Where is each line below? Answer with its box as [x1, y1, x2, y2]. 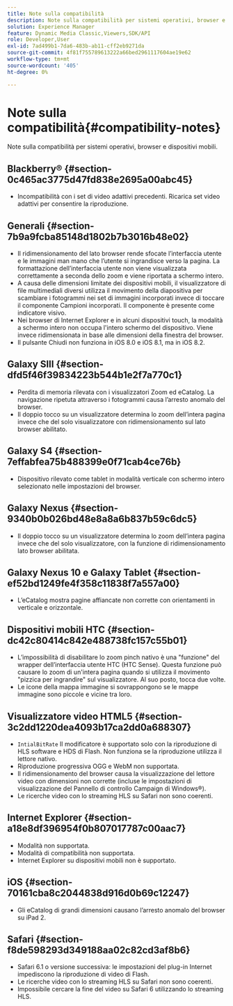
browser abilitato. [17, 425, 67, 433]
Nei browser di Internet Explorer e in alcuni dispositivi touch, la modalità [17, 316, 223, 324]
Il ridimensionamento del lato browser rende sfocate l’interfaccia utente [17, 249, 222, 258]
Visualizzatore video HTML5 [7, 710, 134, 722]
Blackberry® [7, 163, 63, 174]
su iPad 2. [17, 913, 47, 922]
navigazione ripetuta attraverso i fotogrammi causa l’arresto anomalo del [17, 395, 225, 403]
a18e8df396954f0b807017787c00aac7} [7, 823, 186, 834]
